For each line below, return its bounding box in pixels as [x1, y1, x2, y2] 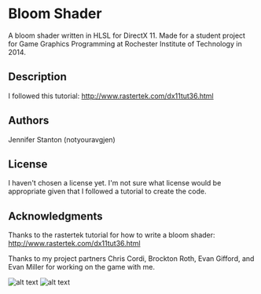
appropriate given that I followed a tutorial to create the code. [8, 186, 207, 197]
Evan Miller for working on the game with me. [8, 263, 156, 272]
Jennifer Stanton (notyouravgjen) [8, 134, 116, 144]
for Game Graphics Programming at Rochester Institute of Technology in [8, 39, 242, 48]
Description [8, 70, 67, 83]
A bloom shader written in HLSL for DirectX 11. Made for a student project [8, 31, 246, 40]
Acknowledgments [8, 209, 104, 222]
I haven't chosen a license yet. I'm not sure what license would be [8, 178, 222, 188]
